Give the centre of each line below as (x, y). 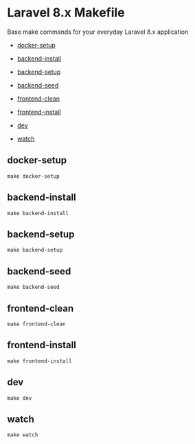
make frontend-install (39, 361)
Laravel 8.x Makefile (66, 13)
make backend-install (38, 213)
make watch (23, 435)
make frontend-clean (37, 324)
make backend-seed (33, 287)
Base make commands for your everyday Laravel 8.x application (98, 32)
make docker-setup (33, 176)
